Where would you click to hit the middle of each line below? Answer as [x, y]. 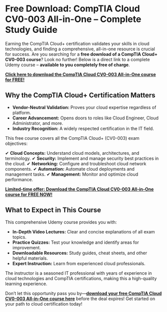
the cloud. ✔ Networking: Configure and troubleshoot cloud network [76, 163]
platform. [22, 112]
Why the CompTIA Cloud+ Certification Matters [80, 95]
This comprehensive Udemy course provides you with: [61, 222]
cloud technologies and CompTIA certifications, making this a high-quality [81, 278]
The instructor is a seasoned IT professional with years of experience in [79, 273]
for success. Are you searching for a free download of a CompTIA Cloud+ [81, 54]
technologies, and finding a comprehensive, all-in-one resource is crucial [80, 49]
